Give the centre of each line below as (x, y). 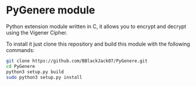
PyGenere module (51, 10)
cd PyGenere (20, 66)
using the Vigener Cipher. (37, 32)
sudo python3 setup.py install (44, 77)
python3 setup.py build (35, 72)
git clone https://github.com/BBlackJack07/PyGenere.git (77, 61)
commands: (20, 50)
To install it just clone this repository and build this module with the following (98, 44)
